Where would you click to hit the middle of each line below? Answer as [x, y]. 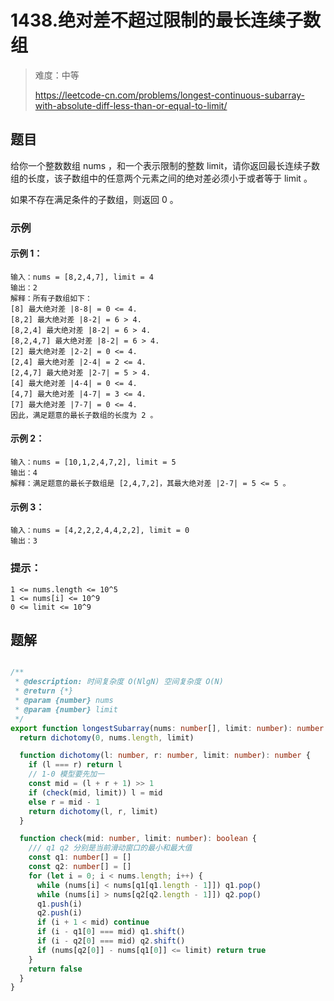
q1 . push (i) [59, 904]
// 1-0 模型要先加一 [66, 774]
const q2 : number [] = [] [80, 867]
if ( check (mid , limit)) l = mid [95, 792]
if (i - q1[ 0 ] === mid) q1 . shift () [111, 932]
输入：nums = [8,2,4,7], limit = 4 [82, 277]
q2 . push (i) [59, 913]
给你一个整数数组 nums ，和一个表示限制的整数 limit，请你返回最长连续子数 [165, 165]
